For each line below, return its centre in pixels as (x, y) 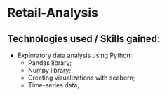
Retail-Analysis (53, 13)
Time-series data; (53, 85)
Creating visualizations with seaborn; (81, 78)
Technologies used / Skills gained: (84, 39)
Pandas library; (50, 63)
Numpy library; (49, 70)
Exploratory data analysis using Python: (75, 55)
